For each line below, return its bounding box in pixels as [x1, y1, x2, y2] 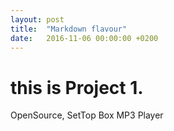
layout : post [10, 14, 65, 25]
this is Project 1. [10, 76, 144, 99]
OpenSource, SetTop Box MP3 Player [10, 109, 164, 121]
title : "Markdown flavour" [10, 24, 128, 34]
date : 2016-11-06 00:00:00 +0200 [10, 33, 159, 43]
